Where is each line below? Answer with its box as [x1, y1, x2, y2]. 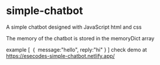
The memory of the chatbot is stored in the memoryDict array [6, 35, 155, 42]
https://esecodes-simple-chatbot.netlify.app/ [6, 52, 115, 59]
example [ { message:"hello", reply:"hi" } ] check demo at [6, 46, 148, 53]
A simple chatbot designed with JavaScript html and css [6, 23, 142, 30]
